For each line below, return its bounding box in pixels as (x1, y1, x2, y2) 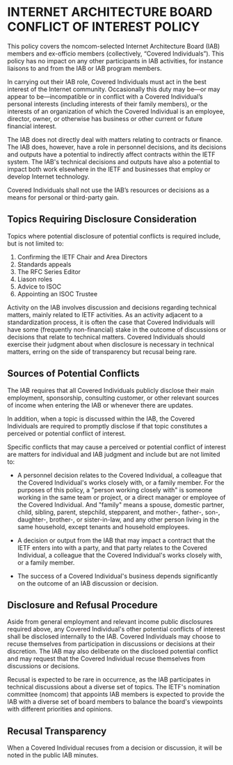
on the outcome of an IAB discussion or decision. (17, 579, 159, 588)
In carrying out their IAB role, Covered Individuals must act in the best (7, 77, 207, 86)
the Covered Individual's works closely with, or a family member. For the (17, 478, 225, 487)
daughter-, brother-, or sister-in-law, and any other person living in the (17, 515, 219, 524)
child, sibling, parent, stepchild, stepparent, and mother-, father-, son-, (17, 508, 220, 516)
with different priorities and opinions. (7, 705, 113, 714)
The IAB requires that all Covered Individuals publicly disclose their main (7, 386, 214, 394)
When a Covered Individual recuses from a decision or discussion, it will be (7, 743, 223, 752)
